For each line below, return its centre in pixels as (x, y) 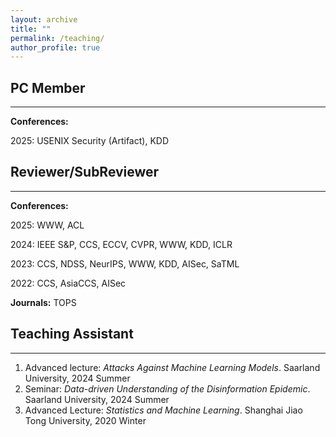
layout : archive (44, 19)
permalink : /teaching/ (57, 38)
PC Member (48, 87)
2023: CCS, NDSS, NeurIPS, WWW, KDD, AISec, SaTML (125, 263)
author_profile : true (55, 47)
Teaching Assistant (72, 334)
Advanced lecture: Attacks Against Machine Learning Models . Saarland (172, 367)
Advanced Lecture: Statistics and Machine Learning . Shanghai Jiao (163, 410)
